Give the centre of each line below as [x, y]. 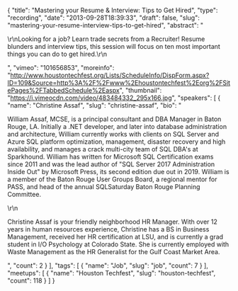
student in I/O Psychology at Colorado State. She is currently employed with [118, 244]
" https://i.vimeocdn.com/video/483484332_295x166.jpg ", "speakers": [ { [114, 98]
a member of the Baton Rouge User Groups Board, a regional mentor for [112, 179]
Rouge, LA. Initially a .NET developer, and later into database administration [117, 126]
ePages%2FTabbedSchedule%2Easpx [64, 90]
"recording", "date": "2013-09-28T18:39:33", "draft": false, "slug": [103, 18]
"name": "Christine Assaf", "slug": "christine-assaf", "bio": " [95, 105]
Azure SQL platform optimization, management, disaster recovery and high [117, 142]
